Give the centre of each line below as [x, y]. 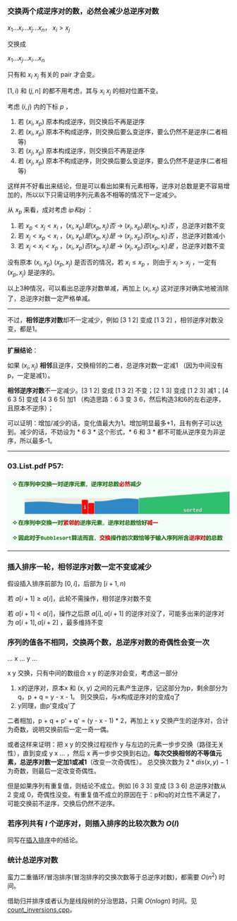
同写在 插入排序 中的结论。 [44, 840]
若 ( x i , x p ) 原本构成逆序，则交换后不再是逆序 [81, 123]
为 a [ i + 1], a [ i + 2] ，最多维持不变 [55, 623]
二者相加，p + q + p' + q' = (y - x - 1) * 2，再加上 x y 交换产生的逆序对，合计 [118, 720]
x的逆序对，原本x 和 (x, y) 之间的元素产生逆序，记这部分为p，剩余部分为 [122, 688]
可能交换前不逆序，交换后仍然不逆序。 [63, 803]
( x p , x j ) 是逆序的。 [33, 273]
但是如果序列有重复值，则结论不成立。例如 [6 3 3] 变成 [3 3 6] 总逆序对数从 [117, 786]
